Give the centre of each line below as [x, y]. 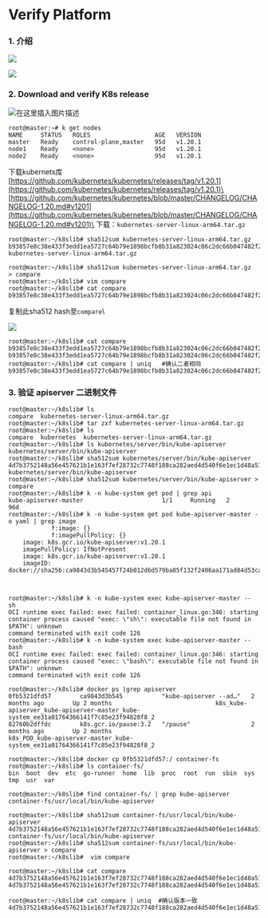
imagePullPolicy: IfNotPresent [75, 549]
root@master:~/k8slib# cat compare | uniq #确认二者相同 [105, 364]
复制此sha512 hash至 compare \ [57, 311]
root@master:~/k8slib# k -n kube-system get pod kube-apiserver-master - [134, 515]
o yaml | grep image [43, 521]
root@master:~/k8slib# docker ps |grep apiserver [93, 689]
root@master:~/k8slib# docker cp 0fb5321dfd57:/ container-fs [114, 760]
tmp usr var [32, 780]
